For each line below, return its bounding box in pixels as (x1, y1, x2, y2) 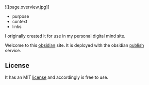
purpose (12, 14, 29, 19)
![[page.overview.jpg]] (5, 4, 50, 10)
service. (5, 48, 21, 53)
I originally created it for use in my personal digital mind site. (5, 33, 126, 39)
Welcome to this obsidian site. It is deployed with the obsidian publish (5, 42, 144, 48)
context (12, 19, 28, 24)
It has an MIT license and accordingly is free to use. (5, 74, 108, 80)
